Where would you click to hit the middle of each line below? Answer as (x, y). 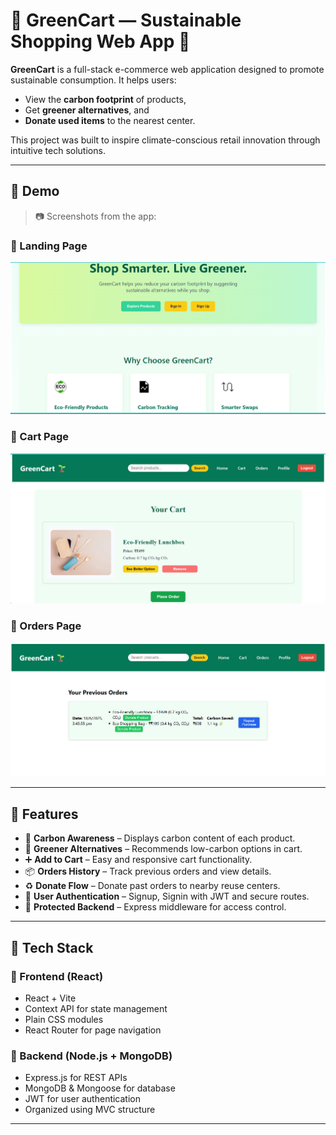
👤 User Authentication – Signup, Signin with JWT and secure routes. (167, 896)
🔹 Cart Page (40, 437)
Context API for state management (96, 1008)
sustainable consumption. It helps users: (93, 80)
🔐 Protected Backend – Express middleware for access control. (155, 907)
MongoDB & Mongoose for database (100, 1088)
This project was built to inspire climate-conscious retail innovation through (165, 140)
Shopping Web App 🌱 (100, 41)
